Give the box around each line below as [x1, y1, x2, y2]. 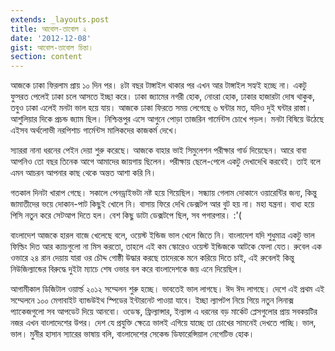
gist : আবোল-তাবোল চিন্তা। [10, 42, 94, 53]
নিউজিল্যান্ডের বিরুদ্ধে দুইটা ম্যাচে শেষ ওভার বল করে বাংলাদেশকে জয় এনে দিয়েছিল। [10, 263, 244, 275]
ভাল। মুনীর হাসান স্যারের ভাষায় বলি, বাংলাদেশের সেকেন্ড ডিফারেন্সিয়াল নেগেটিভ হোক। [10, 328, 255, 340]
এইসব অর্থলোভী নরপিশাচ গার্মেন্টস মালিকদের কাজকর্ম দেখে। [10, 124, 179, 136]
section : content [10, 52, 83, 62]
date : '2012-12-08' [10, 33, 92, 43]
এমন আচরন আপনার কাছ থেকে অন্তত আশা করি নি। [10, 167, 157, 179]
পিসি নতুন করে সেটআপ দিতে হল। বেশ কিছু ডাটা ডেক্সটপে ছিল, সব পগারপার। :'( [10, 209, 242, 221]
